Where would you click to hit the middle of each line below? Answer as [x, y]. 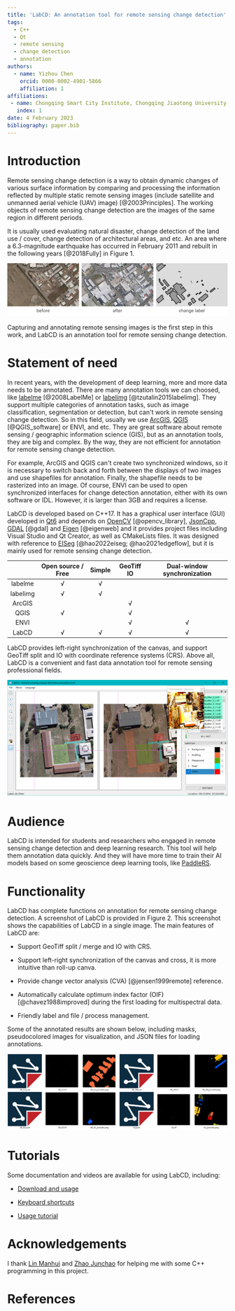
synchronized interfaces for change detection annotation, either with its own [117, 492]
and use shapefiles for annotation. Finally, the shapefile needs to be [105, 477]
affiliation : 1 [42, 88]
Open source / [62, 566]
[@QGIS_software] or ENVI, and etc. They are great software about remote [115, 427]
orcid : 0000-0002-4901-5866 [60, 81]
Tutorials [34, 1156]
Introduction [44, 161]
